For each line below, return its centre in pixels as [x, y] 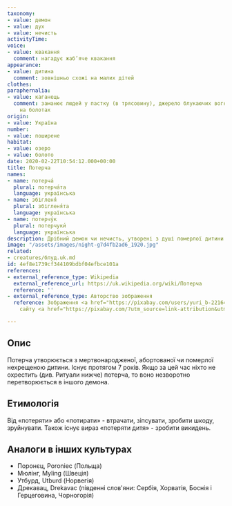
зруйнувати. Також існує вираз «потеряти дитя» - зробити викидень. [109, 428]
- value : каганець [33, 97]
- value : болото [30, 155]
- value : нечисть [32, 33]
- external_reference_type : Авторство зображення [80, 297]
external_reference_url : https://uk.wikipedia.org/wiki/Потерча [108, 283]
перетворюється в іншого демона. [58, 382]
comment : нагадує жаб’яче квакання [65, 59]
